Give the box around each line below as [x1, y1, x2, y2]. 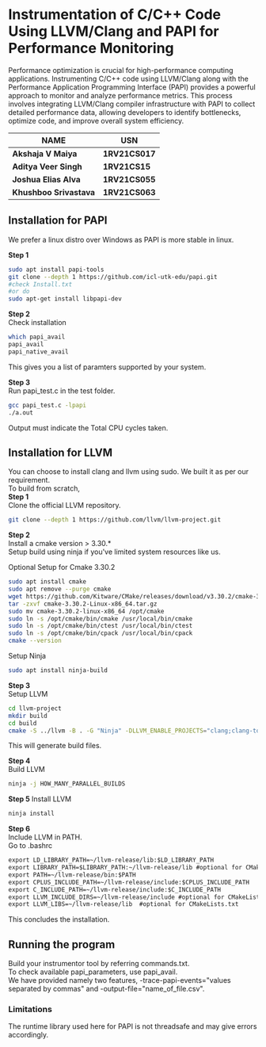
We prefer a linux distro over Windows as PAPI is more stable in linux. [8, 235, 234, 244]
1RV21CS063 [102, 186, 156, 197]
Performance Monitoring [8, 40, 174, 57]
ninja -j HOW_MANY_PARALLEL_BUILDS [8, 780, 126, 788]
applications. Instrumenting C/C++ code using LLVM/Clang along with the [8, 74, 249, 83]
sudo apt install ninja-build [8, 667, 108, 674]
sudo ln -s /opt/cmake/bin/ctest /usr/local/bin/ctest [8, 622, 193, 630]
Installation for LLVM [8, 445, 113, 459]
